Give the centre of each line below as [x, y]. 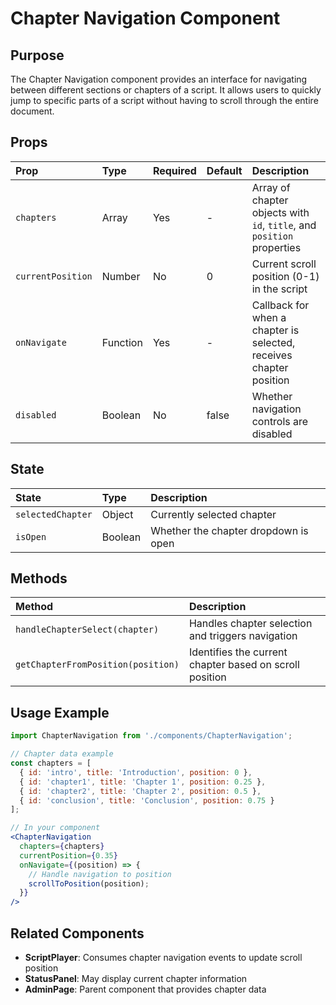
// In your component [55, 828]
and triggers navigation [243, 636]
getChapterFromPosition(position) [97, 665]
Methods [39, 578]
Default [224, 170]
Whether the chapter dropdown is [229, 530]
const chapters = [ [51, 763]
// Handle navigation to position [100, 874]
